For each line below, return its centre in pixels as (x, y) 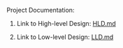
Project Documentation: (41, 10)
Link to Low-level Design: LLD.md (65, 37)
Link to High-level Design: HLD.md (66, 23)
